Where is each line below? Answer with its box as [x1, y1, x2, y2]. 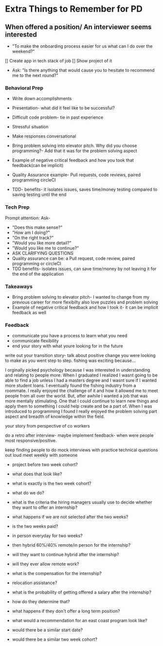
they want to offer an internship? [12, 504, 78, 510]
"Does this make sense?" [12, 224, 63, 230]
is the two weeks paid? [12, 523, 58, 529]
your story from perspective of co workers [5, 423, 90, 429]
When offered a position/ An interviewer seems [5, 23, 152, 31]
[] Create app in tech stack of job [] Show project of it [5, 58, 112, 64]
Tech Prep [5, 204, 30, 211]
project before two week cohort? [12, 462, 78, 467]
